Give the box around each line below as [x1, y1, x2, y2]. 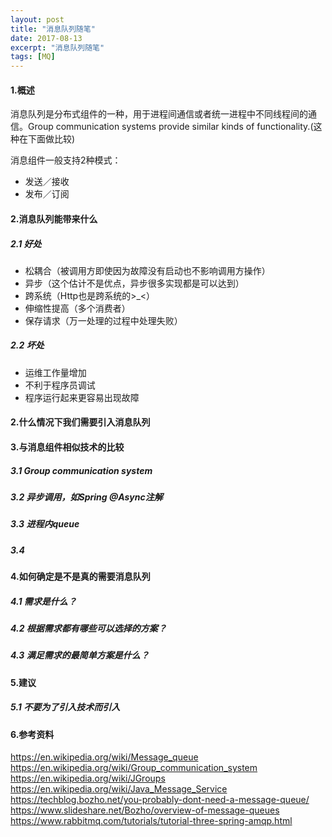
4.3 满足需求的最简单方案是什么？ [10, 649, 150, 661]
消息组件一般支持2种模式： [10, 154, 122, 166]
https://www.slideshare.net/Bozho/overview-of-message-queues [10, 804, 280, 816]
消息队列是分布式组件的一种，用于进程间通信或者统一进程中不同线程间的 [10, 108, 308, 120]
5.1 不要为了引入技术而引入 [10, 701, 121, 713]
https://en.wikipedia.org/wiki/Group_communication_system [10, 762, 258, 774]
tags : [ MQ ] [10, 52, 56, 62]
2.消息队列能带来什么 [10, 212, 98, 225]
